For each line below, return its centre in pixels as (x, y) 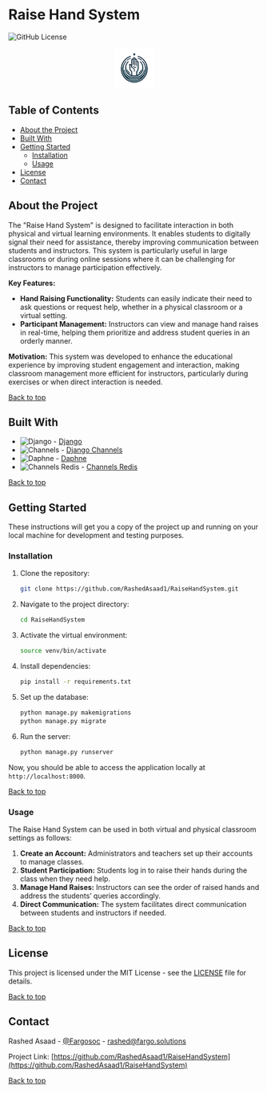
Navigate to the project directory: (74, 604)
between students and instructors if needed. (93, 912)
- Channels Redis (110, 467)
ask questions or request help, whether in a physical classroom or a (131, 307)
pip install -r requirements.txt (76, 682)
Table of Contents (54, 111)
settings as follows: (40, 837)
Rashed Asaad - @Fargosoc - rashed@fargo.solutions (97, 1041)
